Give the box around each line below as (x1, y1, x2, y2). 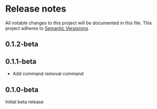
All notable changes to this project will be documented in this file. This (5, 20, 152, 26)
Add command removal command (12, 70, 84, 77)
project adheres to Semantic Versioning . (5, 25, 89, 31)
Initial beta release (5, 98, 44, 104)
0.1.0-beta (5, 85, 39, 94)
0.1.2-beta (5, 40, 39, 49)
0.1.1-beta (5, 57, 37, 66)
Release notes (5, 3, 67, 15)
